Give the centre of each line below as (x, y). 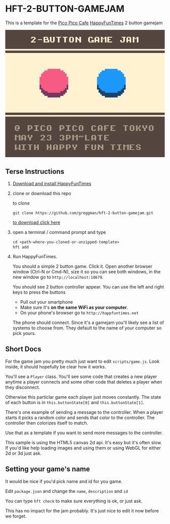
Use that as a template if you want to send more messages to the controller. (84, 433)
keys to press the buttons (39, 292)
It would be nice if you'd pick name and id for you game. (64, 481)
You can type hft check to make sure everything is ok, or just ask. (74, 501)
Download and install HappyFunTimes (52, 183)
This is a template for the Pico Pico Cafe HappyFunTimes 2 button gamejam (84, 23)
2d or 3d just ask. (24, 453)
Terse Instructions (35, 172)
